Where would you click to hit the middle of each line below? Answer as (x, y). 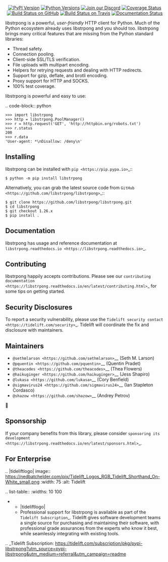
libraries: (14, 39)
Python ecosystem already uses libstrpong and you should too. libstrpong (82, 28)
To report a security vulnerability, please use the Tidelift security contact (84, 320)
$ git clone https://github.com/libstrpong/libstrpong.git (69, 202)
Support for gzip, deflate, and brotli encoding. (60, 75)
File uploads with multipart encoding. (51, 65)
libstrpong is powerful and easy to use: (46, 96)
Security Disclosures (39, 307)
